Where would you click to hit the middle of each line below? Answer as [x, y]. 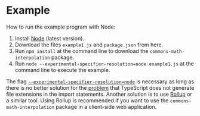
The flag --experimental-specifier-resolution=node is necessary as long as [100, 81]
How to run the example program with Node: [61, 27]
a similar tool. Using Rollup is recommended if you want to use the [87, 100]
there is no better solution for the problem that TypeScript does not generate [100, 87]
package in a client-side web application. [106, 106]
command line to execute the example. [62, 70]
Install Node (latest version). [50, 38]
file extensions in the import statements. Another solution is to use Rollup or [99, 94]
